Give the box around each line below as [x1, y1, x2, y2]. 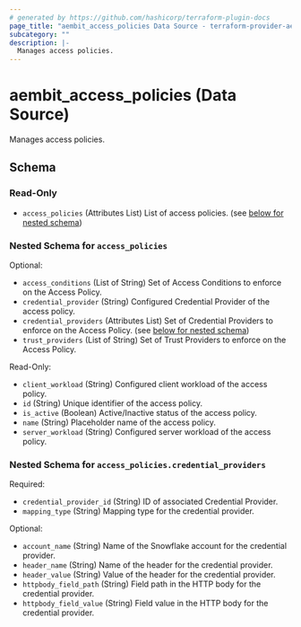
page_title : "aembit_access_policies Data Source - [9, 22, 206, 31]
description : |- [9, 38, 70, 48]
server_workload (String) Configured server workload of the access [21, 427, 271, 437]
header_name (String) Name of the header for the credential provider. [21, 560, 273, 570]
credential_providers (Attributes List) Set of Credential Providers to [21, 315, 273, 326]
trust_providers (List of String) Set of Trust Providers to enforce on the [21, 334, 287, 346]
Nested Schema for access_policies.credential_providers [9, 458, 266, 471]
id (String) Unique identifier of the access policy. [21, 398, 203, 409]
